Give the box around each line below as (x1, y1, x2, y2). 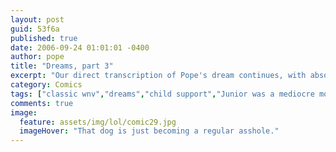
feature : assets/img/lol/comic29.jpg (19, 117, 177, 127)
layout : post (10, 14, 65, 25)
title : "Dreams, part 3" (10, 61, 114, 71)
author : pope (10, 52, 65, 62)
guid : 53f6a (10, 24, 60, 34)
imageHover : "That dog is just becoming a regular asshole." (19, 126, 280, 136)
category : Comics (10, 80, 83, 90)
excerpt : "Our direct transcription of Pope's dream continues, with (10, 71, 307, 81)
